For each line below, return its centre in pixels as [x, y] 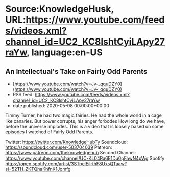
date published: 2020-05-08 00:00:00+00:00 [61, 105]
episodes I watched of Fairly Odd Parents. [49, 132]
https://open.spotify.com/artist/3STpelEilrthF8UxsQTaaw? [66, 164]
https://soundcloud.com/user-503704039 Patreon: [59, 147]
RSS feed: [23, 95]
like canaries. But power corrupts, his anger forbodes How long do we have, [85, 121]
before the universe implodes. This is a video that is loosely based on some [84, 126]
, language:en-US [65, 53]
